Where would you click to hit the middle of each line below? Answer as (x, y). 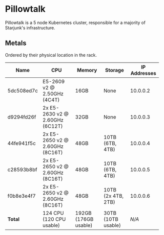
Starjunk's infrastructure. (30, 27)
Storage (114, 70)
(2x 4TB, (114, 196)
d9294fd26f (22, 117)
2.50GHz (53, 94)
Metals (16, 43)
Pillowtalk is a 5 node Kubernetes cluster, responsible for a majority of (75, 23)
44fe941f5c (22, 143)
